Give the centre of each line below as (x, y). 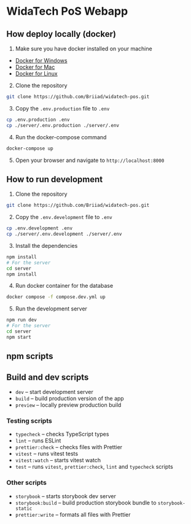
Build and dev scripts (48, 377)
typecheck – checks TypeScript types (62, 434)
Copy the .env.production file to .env (62, 108)
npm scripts (30, 356)
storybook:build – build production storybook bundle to (86, 503)
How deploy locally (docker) (61, 34)
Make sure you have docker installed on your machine (84, 48)
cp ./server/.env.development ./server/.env (64, 234)
